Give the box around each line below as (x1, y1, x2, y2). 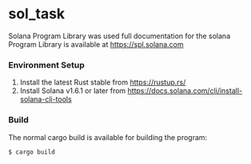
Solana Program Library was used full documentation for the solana (8, 31, 230, 41)
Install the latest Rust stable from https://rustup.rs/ (19, 77, 186, 88)
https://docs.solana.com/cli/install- (127, 86, 242, 96)
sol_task (8, 5, 66, 23)
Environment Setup (8, 59, 86, 70)
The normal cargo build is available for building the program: (8, 132, 208, 142)
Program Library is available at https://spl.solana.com (8, 39, 184, 49)
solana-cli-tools (19, 95, 72, 104)
